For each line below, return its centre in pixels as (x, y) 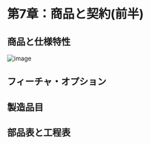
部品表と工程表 (39, 133)
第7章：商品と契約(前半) (76, 14)
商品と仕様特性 (39, 41)
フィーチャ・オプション (57, 82)
